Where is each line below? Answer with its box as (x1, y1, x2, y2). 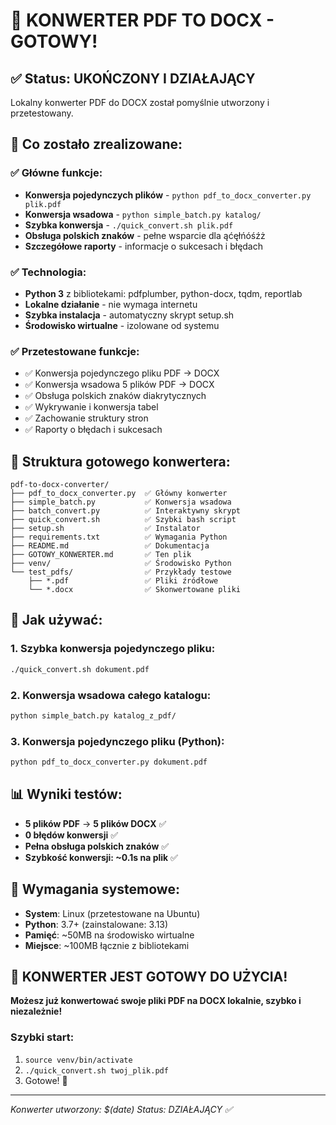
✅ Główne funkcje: (10, 166, 103, 180)
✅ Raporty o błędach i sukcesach (24, 424, 163, 436)
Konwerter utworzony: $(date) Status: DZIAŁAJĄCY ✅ (10, 1103, 233, 1115)
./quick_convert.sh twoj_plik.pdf (24, 1065, 169, 1076)
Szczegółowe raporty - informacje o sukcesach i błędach (24, 240, 264, 252)
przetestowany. (10, 107, 74, 119)
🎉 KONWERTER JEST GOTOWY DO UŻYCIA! (10, 969, 288, 986)
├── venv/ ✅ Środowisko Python (10, 559, 232, 569)
